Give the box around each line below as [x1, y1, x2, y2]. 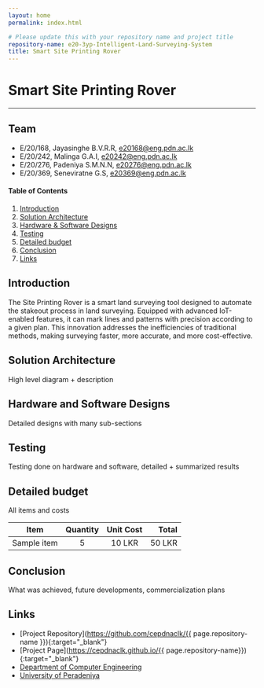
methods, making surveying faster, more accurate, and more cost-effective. [8, 331, 253, 340]
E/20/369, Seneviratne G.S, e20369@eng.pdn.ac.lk [19, 168, 186, 178]
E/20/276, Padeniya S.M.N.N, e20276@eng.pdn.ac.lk [19, 160, 192, 169]
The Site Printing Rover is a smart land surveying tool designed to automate [8, 297, 252, 307]
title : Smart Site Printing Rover [8, 48, 122, 56]
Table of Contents [8, 186, 68, 196]
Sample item [12, 538, 58, 549]
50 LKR [150, 538, 178, 549]
